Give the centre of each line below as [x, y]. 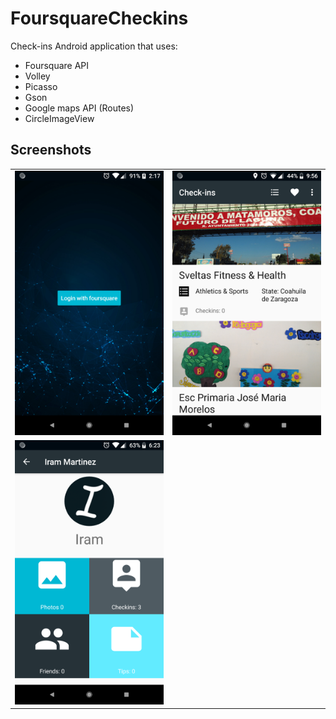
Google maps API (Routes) [79, 108]
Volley [37, 76]
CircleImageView [59, 118]
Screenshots [51, 150]
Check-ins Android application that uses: [94, 46]
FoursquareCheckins [99, 18]
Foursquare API [57, 65]
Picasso [41, 86]
